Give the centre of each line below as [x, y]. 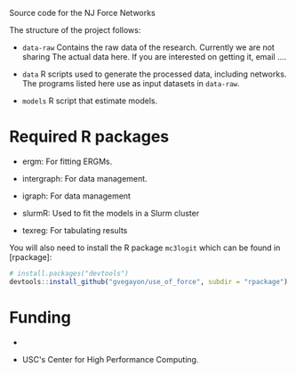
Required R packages [89, 137]
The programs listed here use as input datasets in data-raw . [131, 83]
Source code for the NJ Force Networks [82, 13]
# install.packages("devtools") [69, 273]
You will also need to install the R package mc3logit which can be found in [145, 248]
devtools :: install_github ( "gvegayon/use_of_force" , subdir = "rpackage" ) [149, 281]
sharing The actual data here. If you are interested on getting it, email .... [154, 57]
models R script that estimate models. [90, 101]
